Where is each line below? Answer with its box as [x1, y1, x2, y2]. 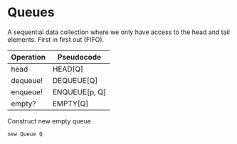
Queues [7, 4, 55, 21]
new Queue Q [7, 131, 43, 138]
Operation [11, 52, 46, 62]
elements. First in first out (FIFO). [7, 35, 105, 43]
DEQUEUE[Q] [52, 75, 98, 85]
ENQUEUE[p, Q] [52, 87, 107, 96]
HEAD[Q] [52, 64, 84, 74]
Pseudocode [57, 52, 102, 62]
